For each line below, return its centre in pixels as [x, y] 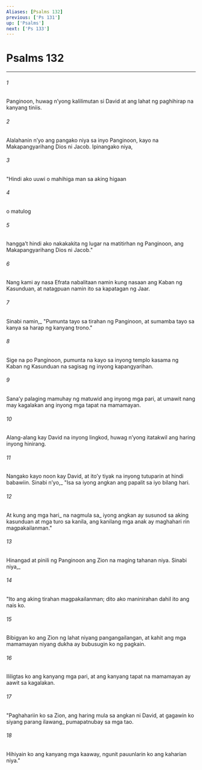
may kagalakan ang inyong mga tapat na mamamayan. [74, 405]
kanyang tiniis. [24, 108]
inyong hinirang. [26, 444]
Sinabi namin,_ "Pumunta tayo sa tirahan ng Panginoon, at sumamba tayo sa [100, 321]
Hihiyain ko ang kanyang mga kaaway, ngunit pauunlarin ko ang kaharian [96, 754]
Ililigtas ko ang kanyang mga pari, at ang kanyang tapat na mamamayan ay [99, 676]
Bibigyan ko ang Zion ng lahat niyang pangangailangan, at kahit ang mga [96, 638]
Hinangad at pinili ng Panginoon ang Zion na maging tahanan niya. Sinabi [97, 560]
